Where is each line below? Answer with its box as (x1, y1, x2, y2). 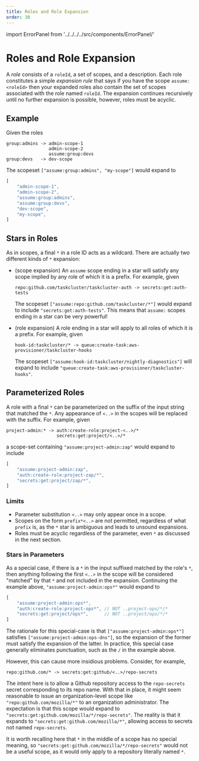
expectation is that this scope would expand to (6, 705, 120, 712)
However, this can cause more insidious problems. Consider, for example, (6, 658, 186, 665)
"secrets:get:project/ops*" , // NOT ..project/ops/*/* (17, 611, 168, 617)
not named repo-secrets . (6, 724, 68, 731)
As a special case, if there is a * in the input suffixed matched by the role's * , (6, 564, 193, 571)
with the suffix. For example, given (6, 416, 91, 423)
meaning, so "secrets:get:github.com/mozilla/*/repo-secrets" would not (6, 742, 188, 749)
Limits (6, 497, 25, 506)
